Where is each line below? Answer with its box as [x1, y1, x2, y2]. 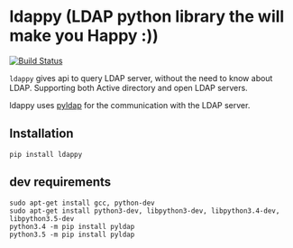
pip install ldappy [9, 150, 83, 159]
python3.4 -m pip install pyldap [9, 222, 135, 231]
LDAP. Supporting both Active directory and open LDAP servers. [9, 82, 248, 93]
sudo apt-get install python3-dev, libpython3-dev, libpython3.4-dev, [9, 206, 280, 216]
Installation [9, 126, 74, 142]
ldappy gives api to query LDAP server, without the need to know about [9, 72, 273, 83]
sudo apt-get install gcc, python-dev [9, 198, 155, 207]
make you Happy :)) [9, 25, 160, 46]
